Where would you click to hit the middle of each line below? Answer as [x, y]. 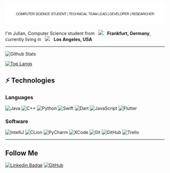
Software [17, 121]
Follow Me [22, 153]
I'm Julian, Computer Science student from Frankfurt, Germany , [78, 33]
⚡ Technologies [30, 80]
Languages [19, 97]
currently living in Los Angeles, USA [49, 39]
